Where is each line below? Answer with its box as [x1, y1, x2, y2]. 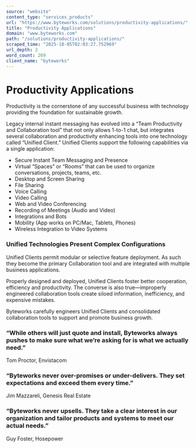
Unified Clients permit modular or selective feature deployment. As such [6, 254, 181, 261]
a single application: [6, 145, 55, 152]
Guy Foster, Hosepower [6, 435, 64, 442]
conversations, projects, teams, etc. [14, 169, 102, 177]
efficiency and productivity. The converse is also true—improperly [6, 284, 167, 291]
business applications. [6, 266, 61, 273]
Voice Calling [14, 188, 47, 195]
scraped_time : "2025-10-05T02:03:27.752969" [6, 42, 117, 48]
